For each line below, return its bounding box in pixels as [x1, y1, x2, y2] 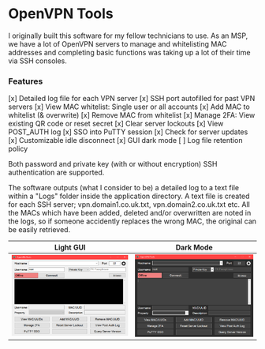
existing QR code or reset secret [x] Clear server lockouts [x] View [8, 119, 224, 129]
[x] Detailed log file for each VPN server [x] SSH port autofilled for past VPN [8, 94, 256, 103]
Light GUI [54, 242, 86, 252]
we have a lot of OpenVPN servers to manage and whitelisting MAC [8, 39, 227, 48]
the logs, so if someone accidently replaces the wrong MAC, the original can [8, 216, 257, 226]
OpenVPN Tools [8, 5, 114, 23]
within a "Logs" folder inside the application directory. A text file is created [8, 191, 250, 201]
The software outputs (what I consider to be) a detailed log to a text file [8, 183, 239, 193]
